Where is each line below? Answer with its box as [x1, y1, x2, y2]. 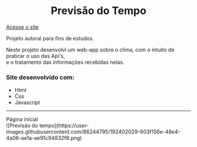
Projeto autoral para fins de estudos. [6, 35, 94, 42]
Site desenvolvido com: [6, 73, 75, 81]
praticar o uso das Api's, [6, 52, 66, 59]
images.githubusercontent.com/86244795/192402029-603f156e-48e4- [6, 128, 181, 135]
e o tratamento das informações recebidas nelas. [6, 59, 125, 66]
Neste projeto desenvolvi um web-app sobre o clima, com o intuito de [6, 46, 175, 53]
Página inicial [6, 116, 38, 123]
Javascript [14, 99, 40, 106]
